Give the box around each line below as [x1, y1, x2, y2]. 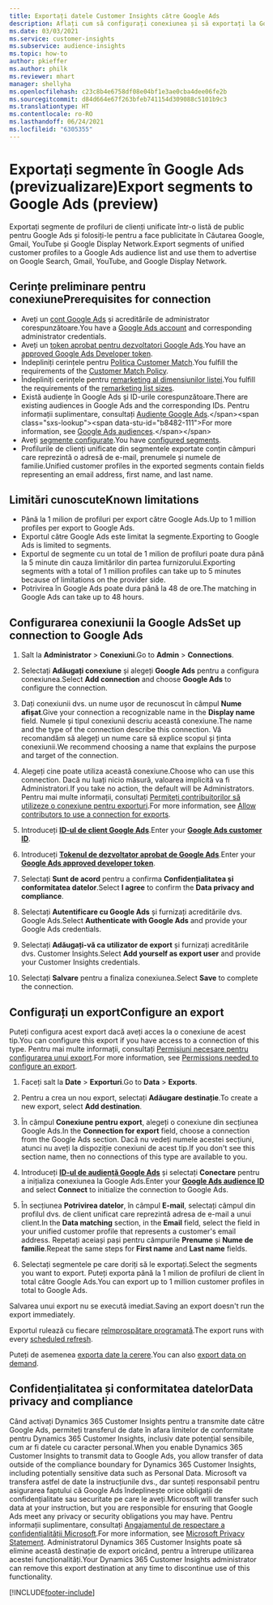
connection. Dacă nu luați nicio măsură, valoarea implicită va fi [20, 775, 230, 785]
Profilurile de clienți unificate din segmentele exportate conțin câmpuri [20, 444, 256, 453]
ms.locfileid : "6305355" [9, 125, 93, 133]
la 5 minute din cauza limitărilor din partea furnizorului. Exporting [20, 557, 236, 567]
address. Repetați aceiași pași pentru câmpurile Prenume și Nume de [20, 1234, 254, 1244]
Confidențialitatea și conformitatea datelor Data [9, 1382, 254, 1396]
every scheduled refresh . [9, 1334, 93, 1343]
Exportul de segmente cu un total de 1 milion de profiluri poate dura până [20, 549, 265, 559]
